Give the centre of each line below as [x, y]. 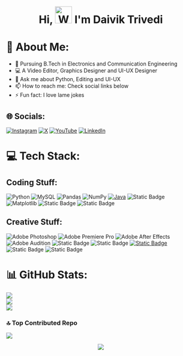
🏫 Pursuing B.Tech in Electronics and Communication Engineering [96, 64]
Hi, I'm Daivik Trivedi [101, 20]
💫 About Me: [38, 47]
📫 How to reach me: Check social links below [72, 86]
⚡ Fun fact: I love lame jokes [49, 95]
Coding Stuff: [32, 183]
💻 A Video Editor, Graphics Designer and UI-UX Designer [86, 71]
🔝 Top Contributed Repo [42, 323]
